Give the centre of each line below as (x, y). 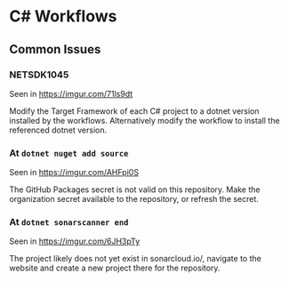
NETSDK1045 (39, 75)
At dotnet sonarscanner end (69, 222)
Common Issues (55, 49)
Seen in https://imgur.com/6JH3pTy (75, 241)
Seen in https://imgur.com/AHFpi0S (74, 173)
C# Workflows (63, 16)
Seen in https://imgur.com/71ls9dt (71, 93)
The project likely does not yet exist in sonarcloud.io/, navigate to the (136, 259)
